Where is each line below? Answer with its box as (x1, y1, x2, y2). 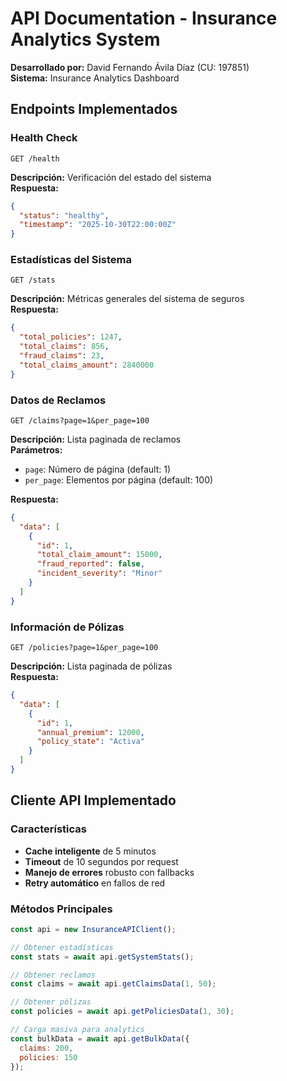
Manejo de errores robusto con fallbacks (24, 866, 195, 878)
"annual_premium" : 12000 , (36, 727, 145, 737)
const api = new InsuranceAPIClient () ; (10, 924, 177, 934)
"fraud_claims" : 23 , (19, 351, 105, 361)
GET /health (10, 153, 60, 164)
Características (10, 822, 87, 836)
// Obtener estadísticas (10, 942, 114, 952)
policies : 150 (19, 1052, 78, 1062)
